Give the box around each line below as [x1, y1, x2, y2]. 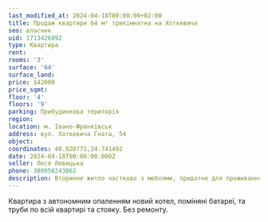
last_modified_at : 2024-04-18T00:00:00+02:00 [8, 11, 162, 20]
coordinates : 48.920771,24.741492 [8, 145, 124, 153]
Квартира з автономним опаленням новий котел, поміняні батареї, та [8, 196, 246, 205]
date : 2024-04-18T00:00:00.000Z [8, 152, 116, 160]
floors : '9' [8, 100, 48, 108]
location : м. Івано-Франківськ [8, 123, 112, 130]
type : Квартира [8, 41, 59, 49]
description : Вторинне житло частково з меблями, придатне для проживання [8, 174, 262, 183]
